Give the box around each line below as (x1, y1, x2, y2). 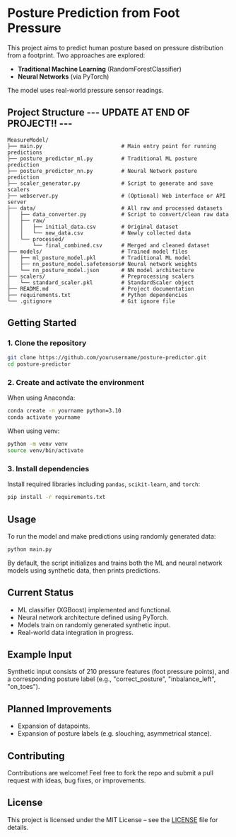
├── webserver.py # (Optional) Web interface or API (7, 192, 226, 199)
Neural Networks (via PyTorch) (17, 72, 110, 81)
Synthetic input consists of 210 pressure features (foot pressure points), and (7, 668, 230, 676)
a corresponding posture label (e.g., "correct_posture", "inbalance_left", (7, 675, 216, 683)
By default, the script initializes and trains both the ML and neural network (7, 558, 223, 567)
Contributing (7, 750, 65, 762)
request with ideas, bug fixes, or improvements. (7, 776, 146, 785)
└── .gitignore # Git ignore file (7, 298, 175, 305)
